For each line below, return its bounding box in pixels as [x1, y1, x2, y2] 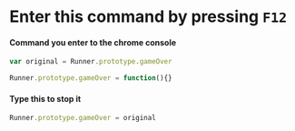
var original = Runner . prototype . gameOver [9, 57, 172, 66]
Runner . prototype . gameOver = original [9, 114, 156, 123]
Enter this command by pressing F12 [9, 6, 288, 27]
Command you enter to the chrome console [9, 36, 177, 47]
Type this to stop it [9, 93, 82, 104]
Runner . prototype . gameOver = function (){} [9, 74, 172, 83]
